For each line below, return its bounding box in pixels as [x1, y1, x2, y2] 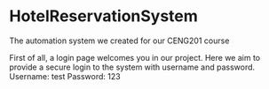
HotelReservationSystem [9, 6, 198, 26]
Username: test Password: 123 [9, 70, 122, 81]
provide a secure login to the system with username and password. [9, 62, 256, 72]
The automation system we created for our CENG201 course [9, 35, 230, 46]
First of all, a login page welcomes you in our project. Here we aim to [9, 52, 260, 63]
